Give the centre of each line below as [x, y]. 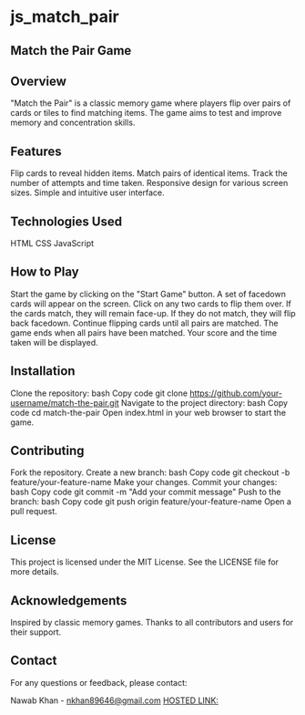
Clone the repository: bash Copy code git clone [99, 393]
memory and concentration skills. [73, 123]
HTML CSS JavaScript [52, 244]
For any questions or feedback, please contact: [99, 682]
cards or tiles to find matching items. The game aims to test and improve [146, 113]
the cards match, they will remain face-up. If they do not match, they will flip [153, 313]
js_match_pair [65, 17]
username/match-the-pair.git [65, 402]
